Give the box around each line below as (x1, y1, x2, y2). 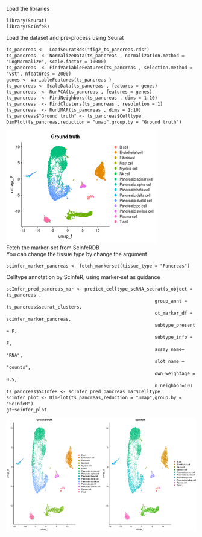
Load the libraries (6, 5, 50, 12)
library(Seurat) (6, 18, 47, 24)
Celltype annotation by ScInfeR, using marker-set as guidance (6, 274, 161, 280)
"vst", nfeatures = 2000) (6, 71, 71, 77)
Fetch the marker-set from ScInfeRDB (6, 244, 99, 251)
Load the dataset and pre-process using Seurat (6, 34, 124, 41)
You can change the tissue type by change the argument (6, 251, 148, 257)
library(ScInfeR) (6, 24, 50, 30)
